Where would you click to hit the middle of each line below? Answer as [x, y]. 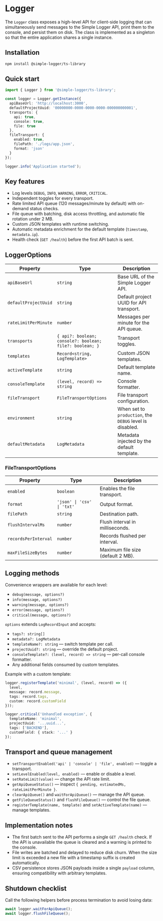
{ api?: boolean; [77, 336]
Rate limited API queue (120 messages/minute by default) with [74, 203]
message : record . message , [36, 692]
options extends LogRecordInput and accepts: [50, 624]
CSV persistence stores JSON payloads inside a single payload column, [83, 868]
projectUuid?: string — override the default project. [65, 649]
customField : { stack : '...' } [41, 732]
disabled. [128, 427]
